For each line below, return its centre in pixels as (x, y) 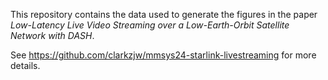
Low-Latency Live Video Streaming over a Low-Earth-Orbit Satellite (150, 25)
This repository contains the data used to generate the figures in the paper (164, 14)
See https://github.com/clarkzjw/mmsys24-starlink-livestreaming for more (163, 55)
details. (25, 65)
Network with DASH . (52, 35)
